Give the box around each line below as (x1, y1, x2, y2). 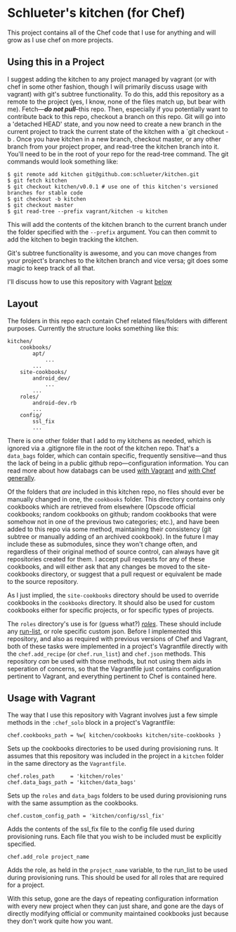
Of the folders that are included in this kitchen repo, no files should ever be (7, 487, 225, 496)
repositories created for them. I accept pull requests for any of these (7, 554, 205, 563)
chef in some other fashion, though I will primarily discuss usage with (7, 82, 208, 91)
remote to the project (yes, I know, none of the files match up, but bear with (7, 97, 226, 106)
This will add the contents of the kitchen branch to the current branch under (7, 220, 227, 228)
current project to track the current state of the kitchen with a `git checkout (7, 127, 225, 135)
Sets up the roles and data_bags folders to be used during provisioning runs (7, 791, 227, 800)
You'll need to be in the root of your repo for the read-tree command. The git (7, 149, 229, 158)
